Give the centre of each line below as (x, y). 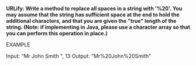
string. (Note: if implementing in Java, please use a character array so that (98, 27)
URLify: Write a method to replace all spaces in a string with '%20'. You (94, 8)
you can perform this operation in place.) (57, 33)
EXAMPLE (18, 45)
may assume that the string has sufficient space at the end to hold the (93, 15)
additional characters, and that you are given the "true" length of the (91, 21)
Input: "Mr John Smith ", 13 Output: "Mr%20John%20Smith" (79, 56)
